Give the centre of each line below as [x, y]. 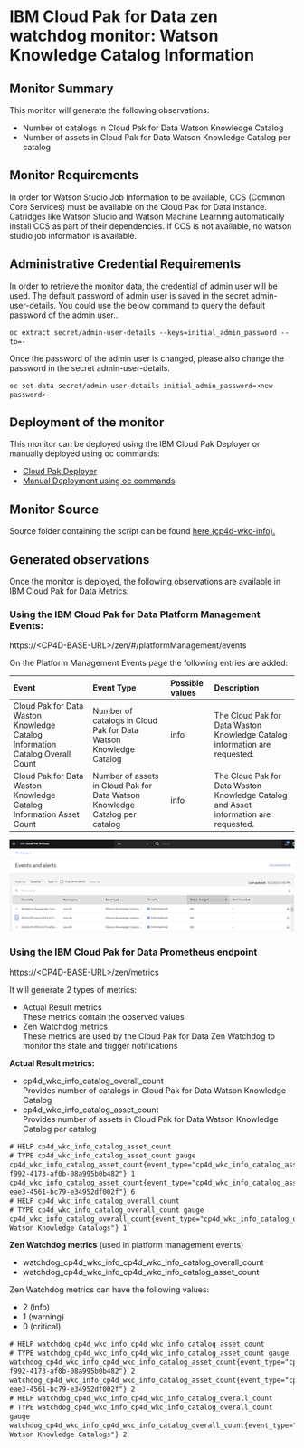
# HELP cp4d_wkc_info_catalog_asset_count [90, 1147]
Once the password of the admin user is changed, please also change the [147, 358]
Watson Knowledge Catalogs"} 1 [68, 1228]
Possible [187, 683]
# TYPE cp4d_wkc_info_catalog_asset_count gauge [103, 1156]
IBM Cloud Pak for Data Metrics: [69, 591]
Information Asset [46, 814]
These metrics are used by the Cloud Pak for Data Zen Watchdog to [149, 1036]
